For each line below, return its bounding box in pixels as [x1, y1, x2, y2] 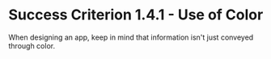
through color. [8, 40, 55, 50]
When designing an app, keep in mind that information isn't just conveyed [8, 32, 254, 42]
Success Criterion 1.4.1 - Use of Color [8, 6, 264, 24]
